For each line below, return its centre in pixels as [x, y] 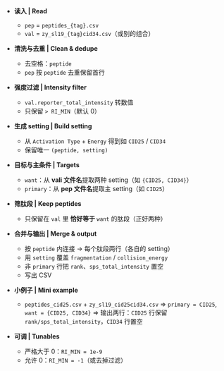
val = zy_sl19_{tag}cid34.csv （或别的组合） [89, 34]
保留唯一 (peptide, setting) [66, 150]
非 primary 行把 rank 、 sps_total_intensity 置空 [94, 266]
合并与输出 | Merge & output [55, 233]
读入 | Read [31, 11]
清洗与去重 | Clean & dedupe [56, 48]
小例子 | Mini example [46, 290]
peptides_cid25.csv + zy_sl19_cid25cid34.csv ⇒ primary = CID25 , [120, 304]
